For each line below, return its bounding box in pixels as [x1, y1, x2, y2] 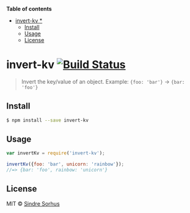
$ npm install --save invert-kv [6, 117, 89, 123]
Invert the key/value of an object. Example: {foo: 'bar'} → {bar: [21, 78, 185, 85]
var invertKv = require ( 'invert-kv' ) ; [6, 150, 105, 156]
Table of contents [6, 5, 52, 12]
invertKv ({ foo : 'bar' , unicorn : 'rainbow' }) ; [6, 161, 124, 167]
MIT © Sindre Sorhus [6, 200, 60, 207]
